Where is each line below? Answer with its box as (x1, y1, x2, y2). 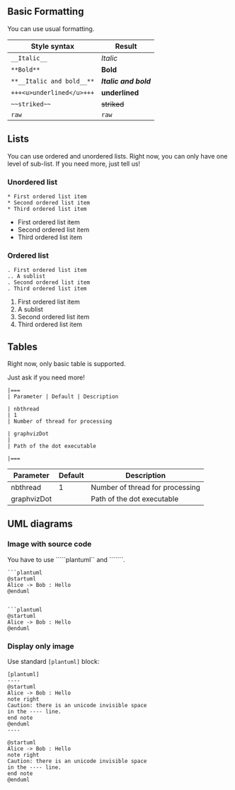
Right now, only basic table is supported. (7, 360, 126, 368)
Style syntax (30, 41, 74, 51)
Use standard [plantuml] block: (7, 658, 100, 666)
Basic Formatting (7, 6, 84, 18)
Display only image (7, 641, 74, 651)
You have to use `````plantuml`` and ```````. (7, 555, 125, 563)
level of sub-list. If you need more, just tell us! (7, 159, 140, 168)
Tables (7, 340, 38, 353)
